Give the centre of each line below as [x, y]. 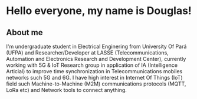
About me [24, 33]
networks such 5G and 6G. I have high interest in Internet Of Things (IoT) [94, 78]
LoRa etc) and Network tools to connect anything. [66, 90]
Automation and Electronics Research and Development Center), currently [96, 59]
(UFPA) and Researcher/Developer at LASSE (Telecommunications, [88, 53]
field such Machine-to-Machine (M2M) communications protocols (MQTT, [96, 84]
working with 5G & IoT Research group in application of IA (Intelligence [92, 65]
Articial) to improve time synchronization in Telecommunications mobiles [94, 71]
